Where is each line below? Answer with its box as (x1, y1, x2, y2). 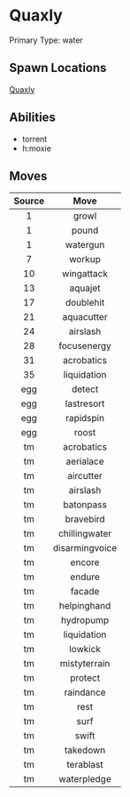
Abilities (9, 110, 56, 125)
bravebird (65, 513, 105, 525)
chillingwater (57, 528, 112, 540)
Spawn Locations (9, 60, 107, 76)
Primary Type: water (9, 35, 84, 45)
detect (71, 383, 99, 395)
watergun (65, 239, 105, 251)
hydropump (60, 614, 109, 626)
